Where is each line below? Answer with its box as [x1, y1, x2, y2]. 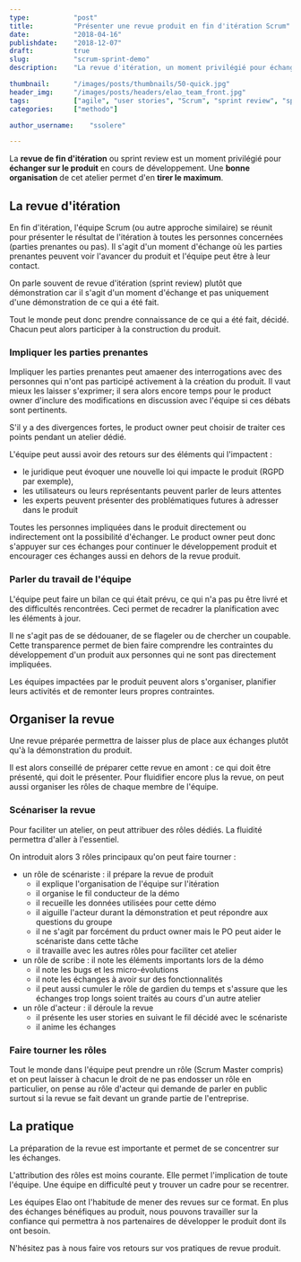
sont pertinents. [9, 405, 68, 416]
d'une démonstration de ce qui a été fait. [9, 297, 159, 308]
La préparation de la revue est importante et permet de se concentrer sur [9, 1143, 279, 1153]
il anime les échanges [35, 1021, 116, 1032]
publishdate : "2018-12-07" [9, 38, 123, 48]
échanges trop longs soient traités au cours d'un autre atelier [35, 993, 262, 1003]
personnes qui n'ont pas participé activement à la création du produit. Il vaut [9, 376, 291, 387]
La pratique [9, 1119, 74, 1134]
